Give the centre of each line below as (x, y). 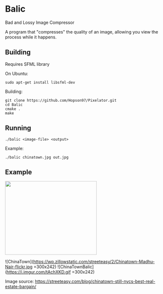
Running (18, 128)
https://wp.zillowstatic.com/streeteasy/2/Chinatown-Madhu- (94, 262)
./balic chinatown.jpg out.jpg (37, 157)
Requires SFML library (27, 64)
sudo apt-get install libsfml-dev (40, 82)
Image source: (20, 281)
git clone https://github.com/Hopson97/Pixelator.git (61, 100)
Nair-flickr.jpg (19, 267)
